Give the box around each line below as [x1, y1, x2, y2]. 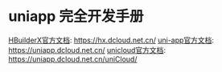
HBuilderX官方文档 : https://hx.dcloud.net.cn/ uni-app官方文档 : [8, 35, 215, 45]
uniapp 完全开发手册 [8, 7, 144, 26]
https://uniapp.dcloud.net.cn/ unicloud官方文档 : [8, 45, 166, 54]
